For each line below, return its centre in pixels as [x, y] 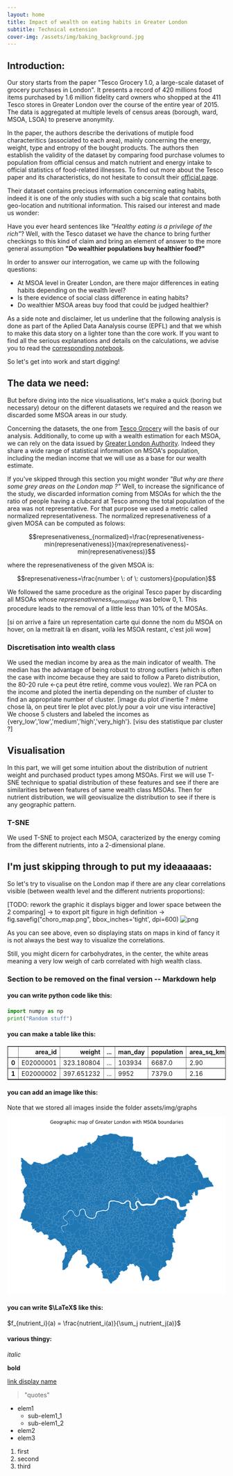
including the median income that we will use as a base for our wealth [107, 458]
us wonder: [23, 213]
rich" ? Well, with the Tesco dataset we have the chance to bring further [109, 234]
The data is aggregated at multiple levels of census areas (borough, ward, [113, 112]
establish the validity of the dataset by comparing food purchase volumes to [116, 155]
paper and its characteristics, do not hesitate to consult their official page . [113, 177]
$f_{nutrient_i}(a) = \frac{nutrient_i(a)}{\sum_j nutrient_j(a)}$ [94, 1323]
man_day [131, 1052]
